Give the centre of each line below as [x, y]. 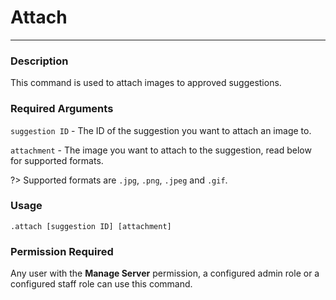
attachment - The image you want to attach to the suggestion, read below [161, 150]
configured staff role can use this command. [101, 284]
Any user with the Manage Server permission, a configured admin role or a [165, 273]
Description [39, 61]
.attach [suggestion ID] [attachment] [91, 226]
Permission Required [62, 251]
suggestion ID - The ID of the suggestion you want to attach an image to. [161, 130]
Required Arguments [62, 109]
